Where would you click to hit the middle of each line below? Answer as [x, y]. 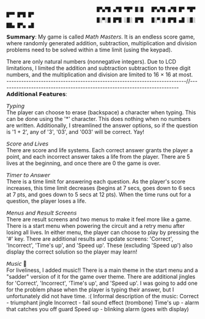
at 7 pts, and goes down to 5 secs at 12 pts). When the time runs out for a [99, 194]
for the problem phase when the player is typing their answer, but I [90, 290]
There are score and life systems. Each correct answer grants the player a [100, 150]
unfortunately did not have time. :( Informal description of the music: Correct [102, 296]
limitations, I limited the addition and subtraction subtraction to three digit [99, 68]
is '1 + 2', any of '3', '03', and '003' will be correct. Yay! [76, 132]
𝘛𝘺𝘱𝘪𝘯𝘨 [16, 106]
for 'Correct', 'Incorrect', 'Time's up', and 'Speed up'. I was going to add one [102, 283]
